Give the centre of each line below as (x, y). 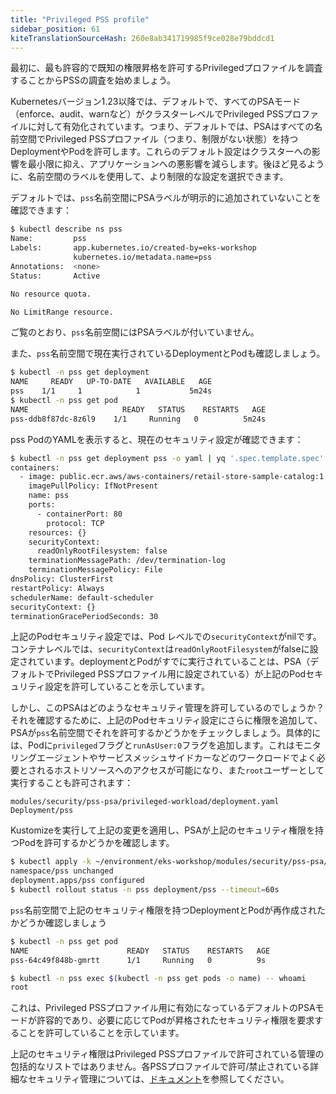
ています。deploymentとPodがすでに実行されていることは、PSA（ (173, 662)
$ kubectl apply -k (51, 862)
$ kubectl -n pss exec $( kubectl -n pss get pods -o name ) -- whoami (158, 978)
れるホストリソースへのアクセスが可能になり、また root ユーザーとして (180, 770)
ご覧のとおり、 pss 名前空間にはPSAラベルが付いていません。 (135, 332)
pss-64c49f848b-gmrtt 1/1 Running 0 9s (138, 960)
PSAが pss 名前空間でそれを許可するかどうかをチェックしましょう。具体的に (166, 733)
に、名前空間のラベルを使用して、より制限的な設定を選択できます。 (149, 177)
